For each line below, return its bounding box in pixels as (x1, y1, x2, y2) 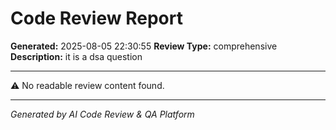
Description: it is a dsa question (10, 50, 143, 62)
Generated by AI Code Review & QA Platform (10, 108, 195, 120)
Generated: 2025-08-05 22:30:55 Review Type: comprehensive (10, 40, 278, 52)
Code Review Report (10, 7, 183, 30)
